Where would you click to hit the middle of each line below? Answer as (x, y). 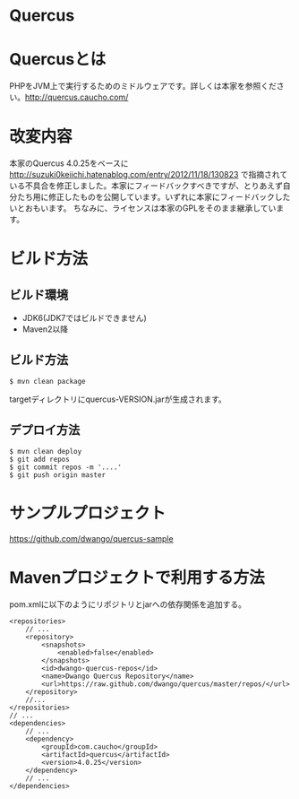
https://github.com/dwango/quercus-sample (91, 538)
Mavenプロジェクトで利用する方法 (137, 577)
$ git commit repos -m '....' (66, 467)
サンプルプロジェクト (88, 513)
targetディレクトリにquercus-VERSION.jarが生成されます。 (118, 399)
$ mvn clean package (48, 381)
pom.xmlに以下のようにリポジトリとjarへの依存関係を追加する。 (128, 604)
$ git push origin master (57, 475)
